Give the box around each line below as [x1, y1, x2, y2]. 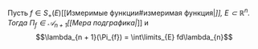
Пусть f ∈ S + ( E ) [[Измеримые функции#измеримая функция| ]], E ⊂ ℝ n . [7, 7, 251, 19]
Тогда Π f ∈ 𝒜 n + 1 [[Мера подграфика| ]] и [7, 18, 149, 30]
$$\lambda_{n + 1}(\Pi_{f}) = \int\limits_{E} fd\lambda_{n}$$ [35, 32, 233, 42]
